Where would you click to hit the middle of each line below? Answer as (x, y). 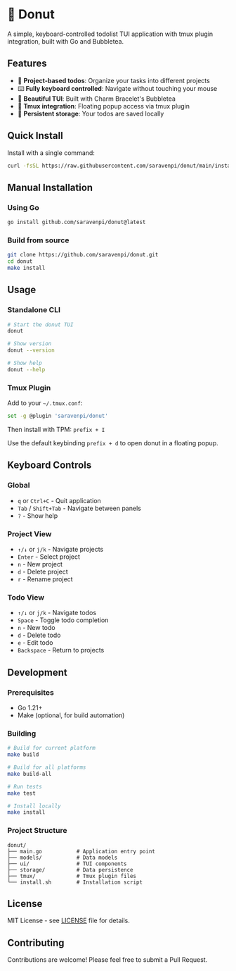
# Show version (29, 344)
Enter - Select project (49, 557)
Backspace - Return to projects (61, 650)
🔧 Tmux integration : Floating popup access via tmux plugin (104, 106)
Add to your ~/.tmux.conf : (45, 403)
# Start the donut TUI (40, 324)
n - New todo (36, 628)
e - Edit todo (35, 643)
